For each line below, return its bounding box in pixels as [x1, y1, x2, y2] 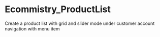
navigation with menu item [5, 25, 60, 31]
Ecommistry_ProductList [5, 4, 111, 15]
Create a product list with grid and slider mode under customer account [5, 20, 155, 26]
